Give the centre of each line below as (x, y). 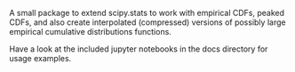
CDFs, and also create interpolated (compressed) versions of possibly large (147, 22)
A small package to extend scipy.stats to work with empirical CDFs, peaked (147, 13)
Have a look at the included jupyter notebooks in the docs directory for (139, 49)
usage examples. (40, 58)
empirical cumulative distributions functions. (90, 32)
